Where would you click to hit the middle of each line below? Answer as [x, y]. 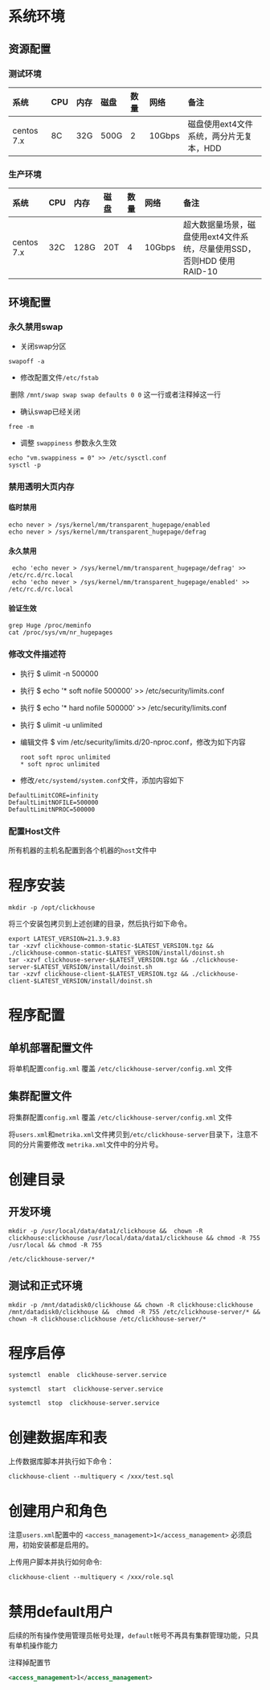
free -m [21, 427]
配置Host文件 [34, 831]
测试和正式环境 [45, 1286]
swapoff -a [27, 361]
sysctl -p [25, 465]
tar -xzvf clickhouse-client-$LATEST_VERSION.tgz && [98, 974]
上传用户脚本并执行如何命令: [55, 1562]
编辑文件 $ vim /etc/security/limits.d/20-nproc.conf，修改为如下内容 [133, 742]
